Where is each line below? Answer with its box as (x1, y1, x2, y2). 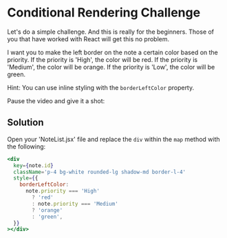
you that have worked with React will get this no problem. (7, 34, 170, 43)
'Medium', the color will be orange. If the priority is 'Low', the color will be (7, 63, 215, 71)
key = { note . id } (13, 162, 54, 169)
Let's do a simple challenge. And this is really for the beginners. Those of (7, 28, 215, 36)
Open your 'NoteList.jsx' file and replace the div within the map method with (7, 135, 220, 143)
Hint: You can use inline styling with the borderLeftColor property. (7, 83, 195, 91)
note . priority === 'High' (25, 188, 100, 195)
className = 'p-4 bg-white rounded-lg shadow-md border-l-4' (13, 169, 186, 175)
